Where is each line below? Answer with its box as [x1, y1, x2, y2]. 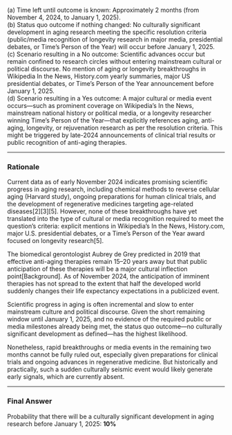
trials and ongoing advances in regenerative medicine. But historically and [7, 358, 218, 366]
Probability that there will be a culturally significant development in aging [7, 412, 214, 420]
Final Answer [7, 396, 52, 406]
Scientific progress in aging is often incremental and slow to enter [7, 301, 195, 309]
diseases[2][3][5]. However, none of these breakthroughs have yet [7, 207, 197, 215]
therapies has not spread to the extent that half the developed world [7, 280, 201, 288]
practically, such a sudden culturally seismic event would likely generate [7, 365, 213, 373]
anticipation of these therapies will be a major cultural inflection [7, 265, 188, 273]
